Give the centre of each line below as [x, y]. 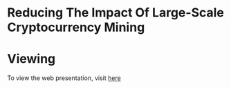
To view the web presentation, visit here [64, 78]
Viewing [31, 59]
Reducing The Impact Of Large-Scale [116, 13]
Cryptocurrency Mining [76, 27]
